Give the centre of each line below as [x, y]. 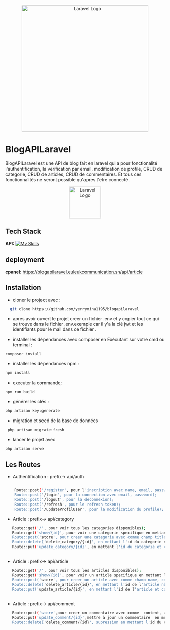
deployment [25, 260]
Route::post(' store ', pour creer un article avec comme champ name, [86, 580]
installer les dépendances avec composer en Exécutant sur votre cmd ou [89, 340]
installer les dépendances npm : [46, 364]
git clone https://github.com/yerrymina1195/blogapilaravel [74, 309]
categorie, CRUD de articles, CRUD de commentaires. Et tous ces [73, 174]
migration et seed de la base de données [55, 421]
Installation [23, 288]
